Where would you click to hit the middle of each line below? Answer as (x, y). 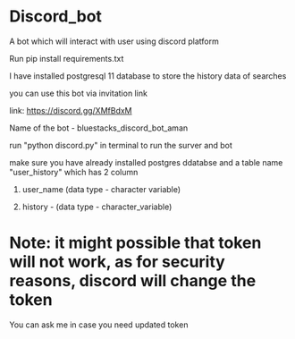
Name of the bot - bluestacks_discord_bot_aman (99, 128)
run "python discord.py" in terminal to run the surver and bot (121, 145)
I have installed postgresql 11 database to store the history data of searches (148, 76)
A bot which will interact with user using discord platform (114, 41)
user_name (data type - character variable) (101, 189)
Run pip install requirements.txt (67, 58)
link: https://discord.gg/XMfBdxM (71, 110)
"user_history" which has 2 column (74, 172)
